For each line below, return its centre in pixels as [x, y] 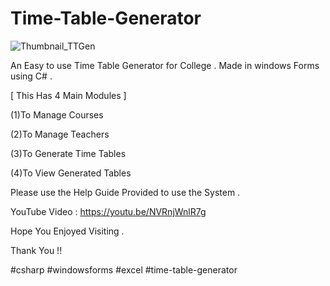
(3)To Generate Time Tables [68, 153]
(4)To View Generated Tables [71, 173]
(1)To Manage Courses [57, 114]
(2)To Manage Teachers [60, 134]
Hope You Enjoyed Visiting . [67, 231]
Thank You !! [36, 250]
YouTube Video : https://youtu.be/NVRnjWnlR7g [108, 211]
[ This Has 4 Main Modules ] [68, 95]
